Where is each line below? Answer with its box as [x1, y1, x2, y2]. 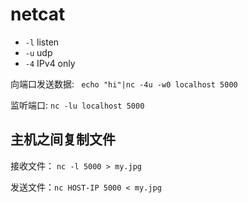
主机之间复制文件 [10, 131, 116, 148]
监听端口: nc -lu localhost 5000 [10, 99, 145, 111]
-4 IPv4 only [24, 57, 76, 69]
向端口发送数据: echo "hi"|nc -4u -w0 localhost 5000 [10, 78, 238, 90]
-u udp [24, 46, 53, 58]
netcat [10, 3, 66, 26]
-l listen [24, 36, 60, 48]
